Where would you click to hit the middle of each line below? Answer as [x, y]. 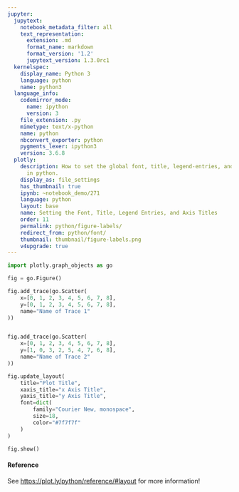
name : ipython [47, 107]
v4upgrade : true [44, 246]
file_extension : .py [51, 120]
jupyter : [20, 14]
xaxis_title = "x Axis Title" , [63, 389]
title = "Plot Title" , [51, 383]
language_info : [36, 93]
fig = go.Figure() [34, 279]
